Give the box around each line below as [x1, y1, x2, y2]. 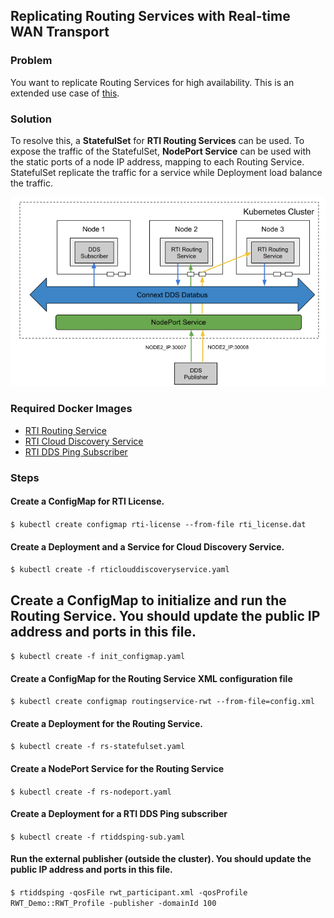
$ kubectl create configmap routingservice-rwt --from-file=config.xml [10, 697, 315, 707]
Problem [10, 54, 53, 68]
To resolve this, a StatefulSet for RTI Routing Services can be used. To [10, 134, 305, 146]
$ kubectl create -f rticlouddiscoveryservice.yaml [10, 565, 230, 575]
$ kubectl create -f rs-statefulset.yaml [10, 742, 186, 752]
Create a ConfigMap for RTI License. [10, 495, 165, 508]
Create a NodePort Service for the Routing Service [10, 762, 225, 774]
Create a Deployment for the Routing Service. [10, 717, 203, 729]
